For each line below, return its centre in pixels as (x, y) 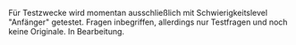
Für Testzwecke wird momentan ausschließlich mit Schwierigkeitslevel (138, 13)
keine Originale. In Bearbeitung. (67, 31)
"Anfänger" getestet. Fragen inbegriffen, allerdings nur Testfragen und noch (148, 22)
